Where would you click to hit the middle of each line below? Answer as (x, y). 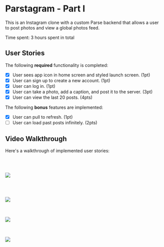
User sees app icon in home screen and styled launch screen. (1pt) (81, 75)
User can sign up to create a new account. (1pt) (61, 80)
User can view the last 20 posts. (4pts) (52, 97)
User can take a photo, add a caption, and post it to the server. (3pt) (82, 92)
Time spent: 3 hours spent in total (40, 37)
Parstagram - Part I (45, 9)
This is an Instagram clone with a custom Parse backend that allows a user (82, 22)
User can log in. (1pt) (34, 86)
